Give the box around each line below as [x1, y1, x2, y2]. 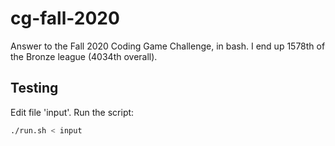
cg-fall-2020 [10, 7, 120, 30]
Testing [10, 80, 59, 97]
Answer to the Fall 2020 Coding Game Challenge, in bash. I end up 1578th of [10, 40, 326, 52]
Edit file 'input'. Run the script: [10, 106, 135, 118]
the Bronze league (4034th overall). [10, 50, 158, 62]
